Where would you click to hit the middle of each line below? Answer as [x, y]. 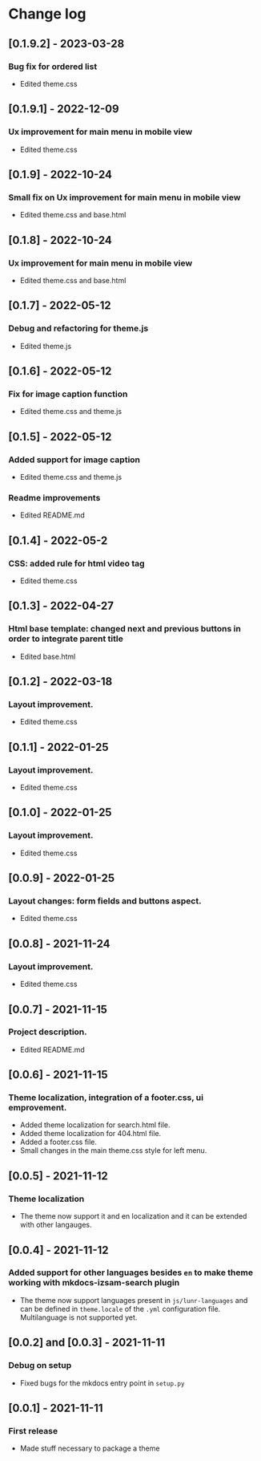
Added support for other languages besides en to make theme [131, 1272]
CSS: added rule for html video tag [77, 563]
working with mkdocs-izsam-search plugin [94, 1283]
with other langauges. [56, 1225]
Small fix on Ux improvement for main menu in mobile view [124, 197]
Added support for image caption [74, 460]
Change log [47, 14]
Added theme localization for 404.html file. [90, 1134]
